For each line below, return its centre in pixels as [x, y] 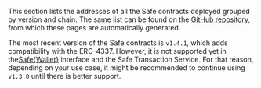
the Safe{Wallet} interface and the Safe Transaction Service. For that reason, [131, 59]
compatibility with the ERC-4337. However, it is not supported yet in [118, 51]
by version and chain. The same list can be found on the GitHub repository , [129, 19]
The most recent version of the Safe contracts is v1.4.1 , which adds [118, 43]
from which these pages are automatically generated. [94, 28]
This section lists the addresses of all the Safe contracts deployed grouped [129, 11]
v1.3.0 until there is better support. [65, 76]
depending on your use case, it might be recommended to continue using [127, 68]
